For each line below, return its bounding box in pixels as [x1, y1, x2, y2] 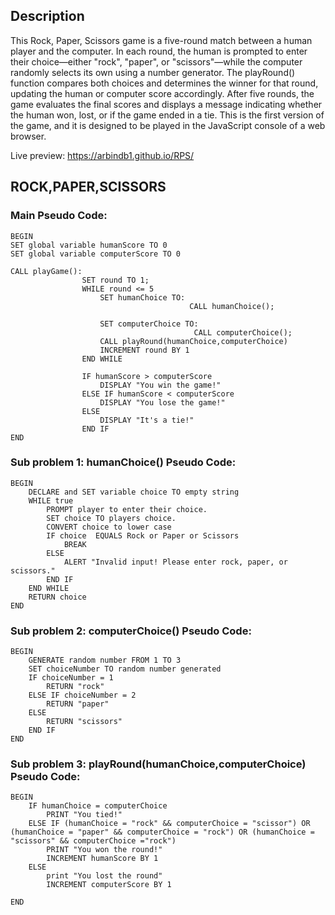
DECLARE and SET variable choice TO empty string [28, 487, 240, 497]
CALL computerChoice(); [193, 327, 293, 338]
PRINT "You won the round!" [46, 845, 163, 855]
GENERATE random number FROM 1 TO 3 [28, 655, 182, 666]
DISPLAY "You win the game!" [99, 380, 222, 390]
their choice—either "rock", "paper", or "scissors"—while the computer [10, 55, 303, 68]
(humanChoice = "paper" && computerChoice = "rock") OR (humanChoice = [10, 827, 315, 838]
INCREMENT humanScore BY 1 [46, 854, 159, 864]
